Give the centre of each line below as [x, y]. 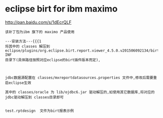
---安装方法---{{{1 [23, 41]
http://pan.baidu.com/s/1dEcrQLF [38, 22]
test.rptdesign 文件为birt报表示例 [40, 111]
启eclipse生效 [18, 83]
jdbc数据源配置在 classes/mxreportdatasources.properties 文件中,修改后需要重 [81, 78]
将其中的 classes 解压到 [27, 46]
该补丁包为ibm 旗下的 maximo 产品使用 [40, 32]
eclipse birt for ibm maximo [61, 9]
